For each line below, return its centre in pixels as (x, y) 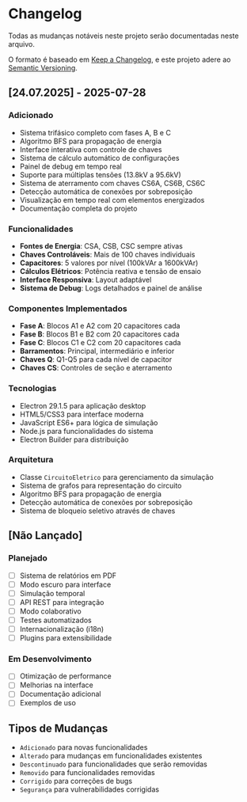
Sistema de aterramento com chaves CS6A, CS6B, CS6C (112, 183)
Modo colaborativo (50, 611)
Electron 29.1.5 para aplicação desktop (83, 405)
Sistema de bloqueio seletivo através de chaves (97, 511)
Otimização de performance (66, 676)
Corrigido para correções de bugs (76, 781)
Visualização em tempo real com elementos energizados (112, 200)
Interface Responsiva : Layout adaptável (85, 279)
